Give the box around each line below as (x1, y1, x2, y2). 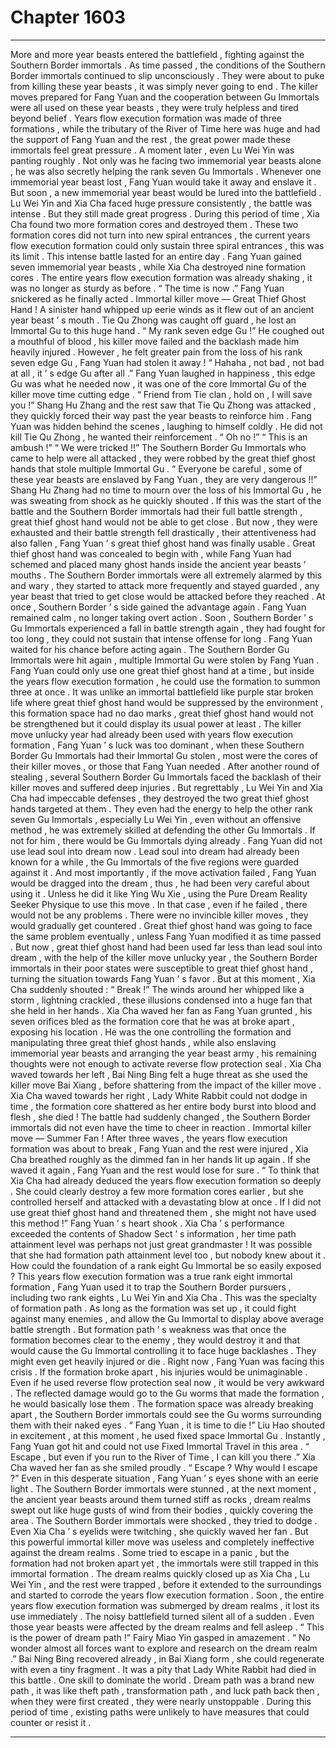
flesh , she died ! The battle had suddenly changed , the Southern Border (10, 1111, 312, 1123)
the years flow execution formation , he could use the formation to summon (10, 675, 321, 687)
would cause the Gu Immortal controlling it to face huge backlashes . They (10, 1344, 317, 1356)
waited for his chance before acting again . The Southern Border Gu (10, 643, 290, 655)
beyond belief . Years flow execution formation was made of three (10, 112, 283, 124)
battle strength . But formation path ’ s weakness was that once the (10, 1323, 287, 1335)
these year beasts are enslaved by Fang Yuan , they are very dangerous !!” (10, 473, 318, 485)
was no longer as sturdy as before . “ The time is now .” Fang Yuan (10, 282, 285, 294)
